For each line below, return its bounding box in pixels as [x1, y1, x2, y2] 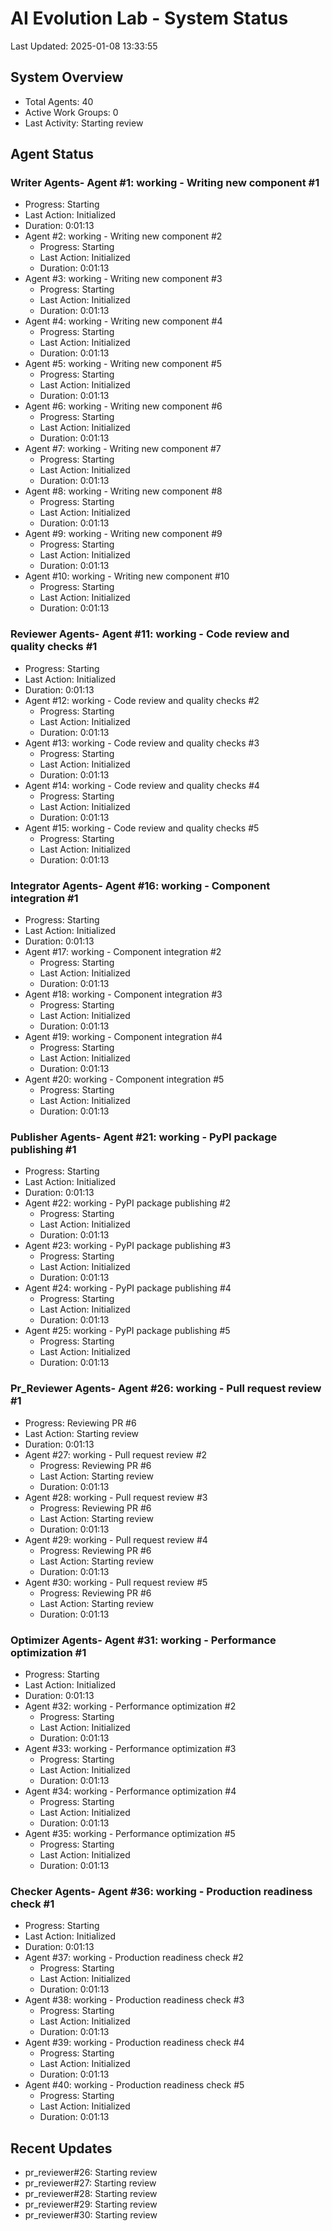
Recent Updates [10, 2140, 113, 2157]
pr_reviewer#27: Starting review [24, 2177, 157, 2189]
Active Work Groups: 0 [24, 106, 119, 118]
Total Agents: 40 [24, 95, 94, 107]
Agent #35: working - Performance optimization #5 [24, 1827, 236, 1839]
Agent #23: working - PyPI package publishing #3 [24, 1240, 232, 1252]
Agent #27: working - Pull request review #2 [24, 1448, 208, 1461]
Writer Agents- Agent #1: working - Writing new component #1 [10, 176, 320, 190]
